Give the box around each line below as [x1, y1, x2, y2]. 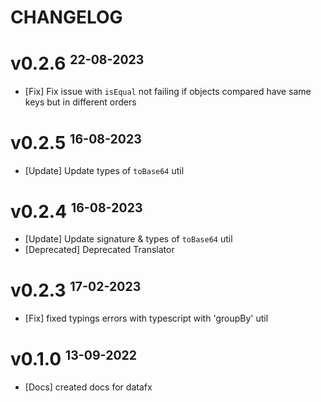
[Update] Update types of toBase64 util [24, 164, 185, 176]
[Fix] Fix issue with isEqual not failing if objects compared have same [24, 85, 312, 97]
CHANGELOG [10, 6, 123, 29]
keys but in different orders [24, 96, 137, 108]
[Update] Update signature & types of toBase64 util [24, 233, 233, 245]
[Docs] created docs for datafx [24, 381, 153, 393]
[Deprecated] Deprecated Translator [24, 244, 175, 256]
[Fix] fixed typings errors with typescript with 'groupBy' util [24, 312, 269, 324]
